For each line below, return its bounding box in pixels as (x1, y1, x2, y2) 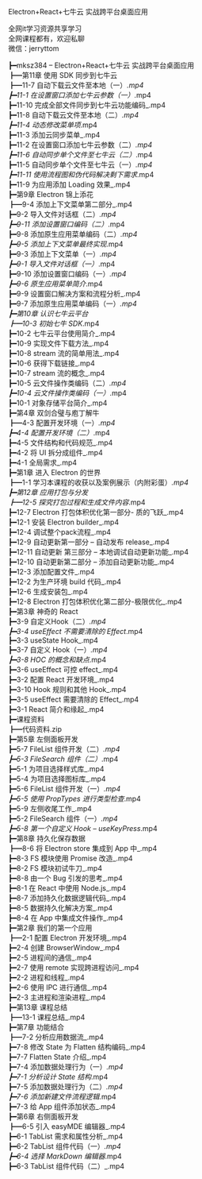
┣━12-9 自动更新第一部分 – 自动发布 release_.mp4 (8, 537, 170, 547)
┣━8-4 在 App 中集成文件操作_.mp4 (8, 913, 124, 922)
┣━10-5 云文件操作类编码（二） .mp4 (8, 378, 127, 388)
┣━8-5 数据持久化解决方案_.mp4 (8, 903, 113, 912)
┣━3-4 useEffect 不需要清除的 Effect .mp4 (8, 627, 143, 636)
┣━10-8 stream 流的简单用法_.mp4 (8, 349, 120, 358)
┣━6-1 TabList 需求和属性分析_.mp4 (8, 1131, 124, 1141)
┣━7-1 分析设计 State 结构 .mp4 (8, 1072, 109, 1081)
